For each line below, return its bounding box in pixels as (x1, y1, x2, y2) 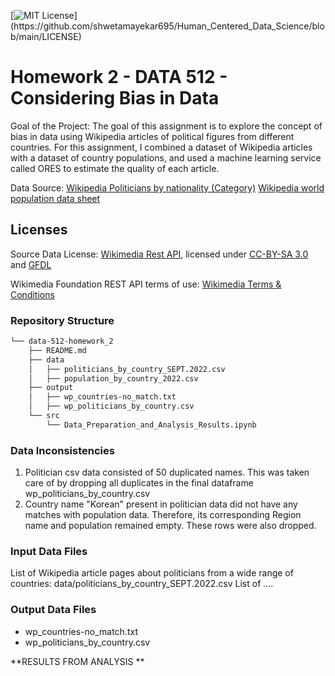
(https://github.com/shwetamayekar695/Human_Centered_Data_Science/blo (10, 20, 325, 32)
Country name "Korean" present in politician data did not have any (24, 498, 298, 510)
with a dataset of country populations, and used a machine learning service (10, 151, 322, 164)
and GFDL (10, 258, 52, 270)
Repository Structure (10, 313, 115, 327)
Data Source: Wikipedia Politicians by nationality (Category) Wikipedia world (10, 181, 325, 194)
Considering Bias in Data (10, 87, 220, 110)
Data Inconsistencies (10, 443, 115, 457)
